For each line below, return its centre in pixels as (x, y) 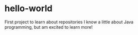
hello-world (29, 9)
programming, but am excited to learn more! (49, 27)
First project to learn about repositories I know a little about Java (69, 22)
